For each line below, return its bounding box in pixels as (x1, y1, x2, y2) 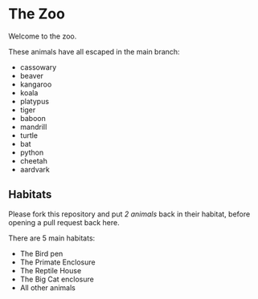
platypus (19, 96, 50, 106)
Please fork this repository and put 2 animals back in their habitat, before (8, 209, 251, 219)
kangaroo (19, 79, 52, 89)
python (19, 147, 44, 157)
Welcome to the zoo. (8, 31, 77, 41)
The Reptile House (19, 265, 82, 275)
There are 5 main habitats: (8, 233, 96, 243)
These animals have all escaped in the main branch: (8, 46, 180, 56)
